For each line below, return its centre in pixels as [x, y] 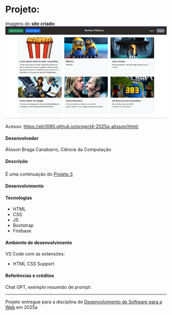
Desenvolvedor [22, 138]
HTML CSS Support [34, 264]
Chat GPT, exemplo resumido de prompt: [48, 287]
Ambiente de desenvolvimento [39, 242]
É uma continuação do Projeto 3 [39, 174]
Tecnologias [19, 198]
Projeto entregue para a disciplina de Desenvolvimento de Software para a [84, 302]
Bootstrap [23, 225]
